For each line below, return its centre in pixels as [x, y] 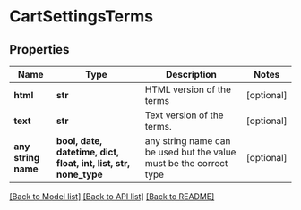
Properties [39, 50]
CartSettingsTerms [82, 17]
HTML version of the [188, 89]
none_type [80, 174]
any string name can [188, 141]
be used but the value [190, 152]
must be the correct [186, 163]
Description [191, 75]
